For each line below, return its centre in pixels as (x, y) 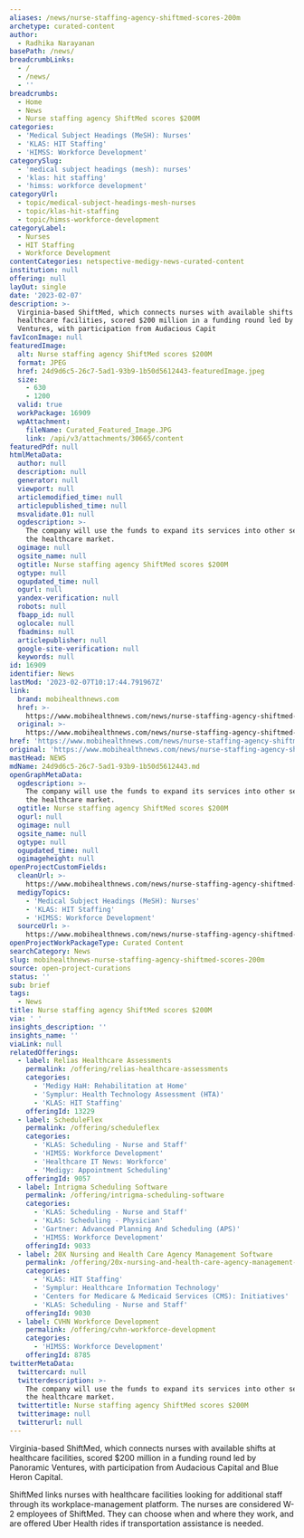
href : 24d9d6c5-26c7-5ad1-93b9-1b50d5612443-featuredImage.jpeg (141, 371)
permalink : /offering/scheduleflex (93, 1128)
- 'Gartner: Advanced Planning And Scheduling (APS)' (137, 1229)
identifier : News (42, 674)
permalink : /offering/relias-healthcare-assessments (127, 1069)
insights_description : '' (58, 1027)
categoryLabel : (38, 228)
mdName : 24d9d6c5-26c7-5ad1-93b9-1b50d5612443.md (105, 766)
